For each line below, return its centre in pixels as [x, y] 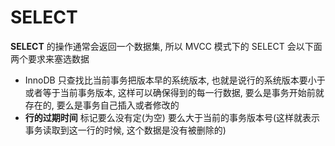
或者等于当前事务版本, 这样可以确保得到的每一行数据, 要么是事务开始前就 [174, 92]
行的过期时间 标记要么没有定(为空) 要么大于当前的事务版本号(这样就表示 [172, 117]
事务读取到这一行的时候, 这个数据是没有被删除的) [125, 130]
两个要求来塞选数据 [50, 58]
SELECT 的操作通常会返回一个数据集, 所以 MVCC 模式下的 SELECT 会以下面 [166, 46]
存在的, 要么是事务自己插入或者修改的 [102, 105]
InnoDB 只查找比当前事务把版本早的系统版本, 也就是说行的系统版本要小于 [175, 80]
